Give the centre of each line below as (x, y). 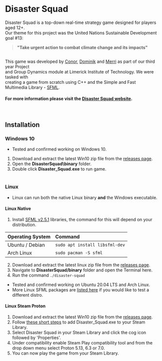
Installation (22, 124)
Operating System (29, 236)
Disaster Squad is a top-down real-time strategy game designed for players (81, 22)
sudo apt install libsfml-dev (90, 245)
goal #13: (14, 38)
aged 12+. (15, 27)
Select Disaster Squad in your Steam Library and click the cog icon (79, 332)
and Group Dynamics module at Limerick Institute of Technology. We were (80, 72)
